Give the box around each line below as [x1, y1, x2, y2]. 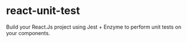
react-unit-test [6, 4, 80, 17]
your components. [6, 29, 50, 36]
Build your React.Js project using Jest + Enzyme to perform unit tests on [6, 23, 182, 30]
